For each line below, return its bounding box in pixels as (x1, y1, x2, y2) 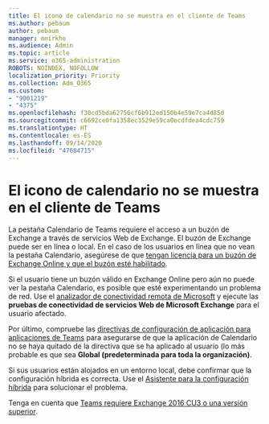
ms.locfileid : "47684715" (8, 146, 95, 154)
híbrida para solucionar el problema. (8, 383, 128, 393)
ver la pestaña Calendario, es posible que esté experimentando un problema (8, 283, 261, 293)
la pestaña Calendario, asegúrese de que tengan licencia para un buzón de (8, 250, 257, 260)
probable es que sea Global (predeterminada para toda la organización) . (8, 350, 253, 360)
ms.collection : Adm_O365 (8, 79, 92, 87)
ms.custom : (8, 86, 45, 95)
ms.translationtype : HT (8, 124, 88, 132)
